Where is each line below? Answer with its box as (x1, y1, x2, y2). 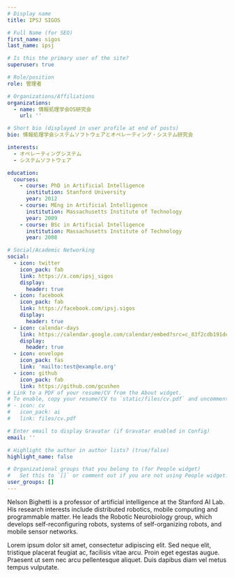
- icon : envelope (13, 350, 64, 357)
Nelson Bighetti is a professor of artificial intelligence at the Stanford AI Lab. (7, 497, 225, 506)
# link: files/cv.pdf (7, 415, 77, 422)
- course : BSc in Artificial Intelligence (19, 221, 145, 228)
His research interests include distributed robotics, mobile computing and (7, 505, 218, 513)
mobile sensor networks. (7, 527, 79, 536)
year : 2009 (25, 214, 58, 221)
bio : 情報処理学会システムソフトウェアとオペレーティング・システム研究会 (7, 132, 194, 139)
